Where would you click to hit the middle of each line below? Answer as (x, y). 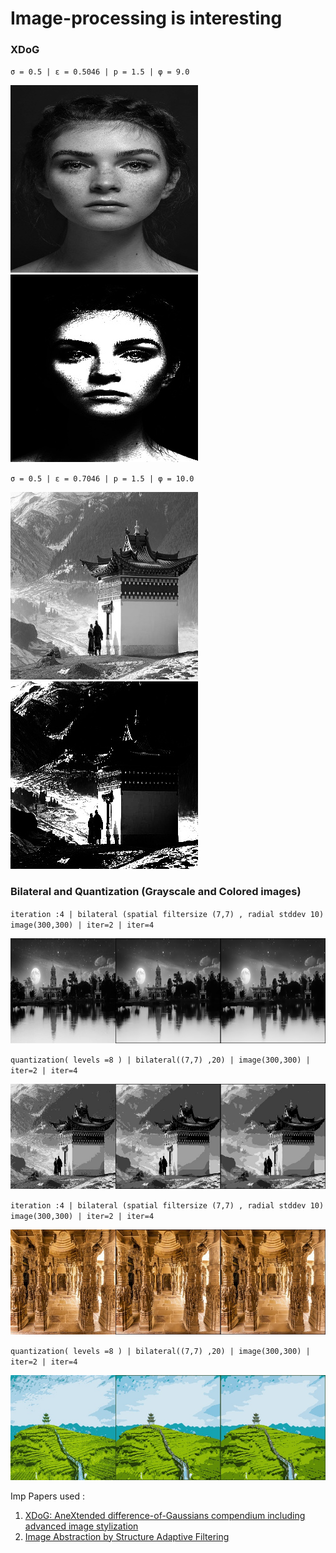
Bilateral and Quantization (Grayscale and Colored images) (156, 892)
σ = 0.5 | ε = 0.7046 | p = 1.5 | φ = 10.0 (102, 479)
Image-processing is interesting (146, 18)
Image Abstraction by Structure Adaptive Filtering (127, 1536)
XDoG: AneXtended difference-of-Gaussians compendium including (165, 1515)
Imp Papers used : (48, 1496)
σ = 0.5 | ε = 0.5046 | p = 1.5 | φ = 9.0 (100, 72)
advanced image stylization (81, 1526)
